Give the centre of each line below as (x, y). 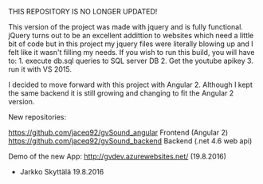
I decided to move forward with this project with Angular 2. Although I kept (131, 84)
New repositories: (37, 117)
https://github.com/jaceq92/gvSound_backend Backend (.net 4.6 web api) (130, 141)
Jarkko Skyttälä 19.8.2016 (62, 172)
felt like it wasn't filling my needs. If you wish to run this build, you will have (131, 52)
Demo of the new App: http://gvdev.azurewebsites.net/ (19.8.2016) (118, 156)
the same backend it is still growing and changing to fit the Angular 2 (121, 93)
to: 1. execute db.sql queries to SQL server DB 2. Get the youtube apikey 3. (131, 61)
